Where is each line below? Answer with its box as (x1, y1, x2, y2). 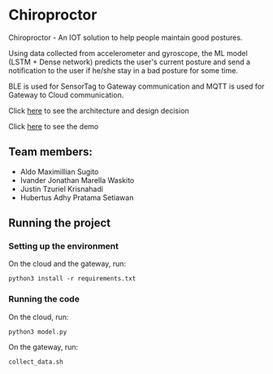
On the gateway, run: (8, 341, 79, 351)
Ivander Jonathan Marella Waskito (19, 175, 135, 185)
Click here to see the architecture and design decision (8, 106, 189, 115)
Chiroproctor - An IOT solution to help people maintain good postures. (8, 33, 243, 42)
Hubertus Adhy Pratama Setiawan (19, 193, 134, 202)
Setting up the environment (8, 241, 119, 252)
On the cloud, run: (8, 311, 69, 322)
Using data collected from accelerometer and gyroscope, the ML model (8, 48, 248, 58)
